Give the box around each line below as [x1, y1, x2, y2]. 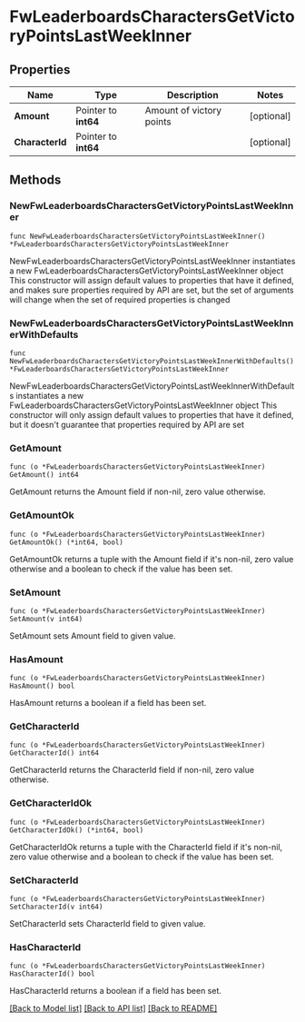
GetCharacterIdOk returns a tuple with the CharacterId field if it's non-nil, [9, 841, 283, 852]
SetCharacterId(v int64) [9, 902, 103, 912]
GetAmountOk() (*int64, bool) [9, 538, 124, 547]
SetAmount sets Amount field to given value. [9, 630, 176, 641]
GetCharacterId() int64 [9, 749, 100, 758]
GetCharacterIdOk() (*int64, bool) [9, 825, 144, 835]
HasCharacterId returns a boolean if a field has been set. [9, 986, 222, 997]
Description [166, 89, 220, 101]
